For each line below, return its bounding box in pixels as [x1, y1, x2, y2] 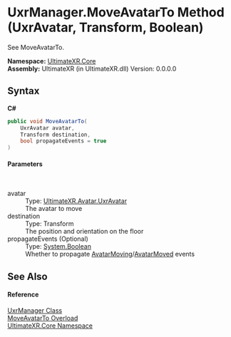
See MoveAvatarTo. [7, 43, 65, 51]
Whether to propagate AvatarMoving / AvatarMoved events [25, 250, 195, 259]
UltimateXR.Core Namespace [7, 321, 93, 330]
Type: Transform [25, 219, 74, 228]
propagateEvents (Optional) [7, 234, 89, 243]
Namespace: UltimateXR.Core [7, 56, 96, 65]
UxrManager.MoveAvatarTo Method [7, 4, 225, 21]
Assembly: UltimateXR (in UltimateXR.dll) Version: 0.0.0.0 [7, 64, 177, 73]
